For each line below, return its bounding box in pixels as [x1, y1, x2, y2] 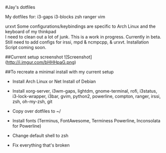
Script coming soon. [5, 45, 47, 50]
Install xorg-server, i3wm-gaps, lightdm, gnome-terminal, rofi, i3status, [12, 88, 158, 94]
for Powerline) [12, 123, 42, 129]
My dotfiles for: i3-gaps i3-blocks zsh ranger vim [5, 14, 106, 19]
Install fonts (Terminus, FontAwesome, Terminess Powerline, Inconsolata [12, 118, 161, 123]
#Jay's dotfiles [5, 4, 36, 10]
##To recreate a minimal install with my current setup [5, 69, 114, 75]
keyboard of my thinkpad [5, 29, 56, 34]
